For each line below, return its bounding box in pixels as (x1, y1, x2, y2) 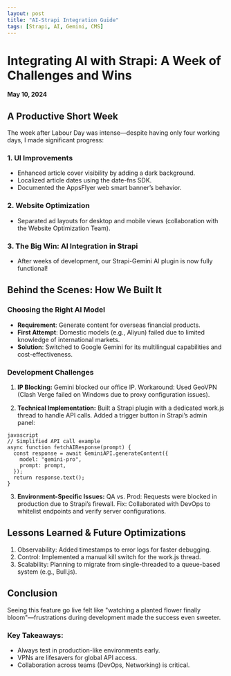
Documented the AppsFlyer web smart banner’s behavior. (17, 184, 182, 192)
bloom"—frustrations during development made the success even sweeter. (7, 613, 221, 621)
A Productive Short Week (7, 110, 119, 122)
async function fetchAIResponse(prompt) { (7, 444, 131, 451)
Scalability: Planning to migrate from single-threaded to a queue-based (17, 560, 220, 568)
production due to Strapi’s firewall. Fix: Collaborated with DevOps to (17, 500, 211, 508)
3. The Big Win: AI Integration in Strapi (7, 241, 138, 251)
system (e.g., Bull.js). (17, 567, 77, 576)
